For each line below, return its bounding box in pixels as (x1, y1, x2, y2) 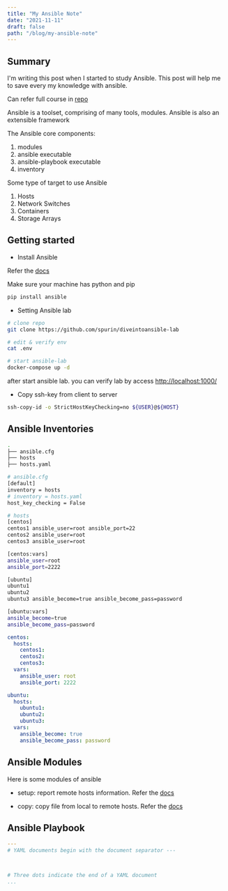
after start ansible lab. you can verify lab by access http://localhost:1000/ (7, 377, 218, 385)
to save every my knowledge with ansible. (7, 82, 128, 90)
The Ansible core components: (7, 130, 96, 138)
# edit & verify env (7, 339, 68, 346)
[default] (7, 480, 36, 487)
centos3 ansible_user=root (7, 538, 86, 545)
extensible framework (7, 116, 70, 124)
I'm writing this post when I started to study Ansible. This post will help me (7, 74, 221, 82)
